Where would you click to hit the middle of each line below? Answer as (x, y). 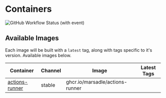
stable (48, 85)
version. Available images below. (38, 55)
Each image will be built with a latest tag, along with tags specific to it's (79, 50)
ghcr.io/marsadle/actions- (97, 82)
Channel (51, 70)
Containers (28, 9)
